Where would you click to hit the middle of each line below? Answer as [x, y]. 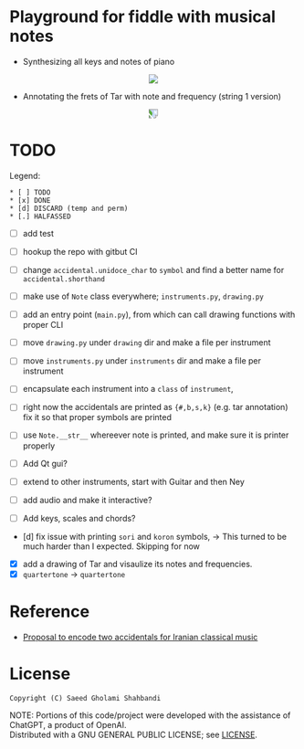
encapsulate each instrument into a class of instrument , [128, 389]
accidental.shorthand [63, 280]
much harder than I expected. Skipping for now [111, 546]
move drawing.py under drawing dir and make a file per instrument [147, 343]
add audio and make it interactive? [87, 500]
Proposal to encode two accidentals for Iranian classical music [140, 637]
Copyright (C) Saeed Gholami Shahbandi [85, 698]
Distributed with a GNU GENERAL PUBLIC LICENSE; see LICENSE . [134, 734]
